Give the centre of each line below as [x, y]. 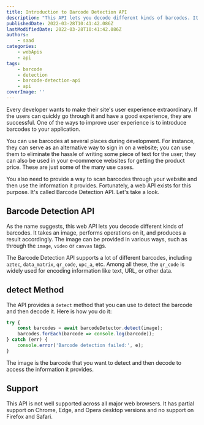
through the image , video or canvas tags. [56, 246]
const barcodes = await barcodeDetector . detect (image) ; [90, 328]
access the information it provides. [50, 369]
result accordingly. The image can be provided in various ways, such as [97, 239]
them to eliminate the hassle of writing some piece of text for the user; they [101, 154]
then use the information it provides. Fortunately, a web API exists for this [99, 185]
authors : [17, 35]
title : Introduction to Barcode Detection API [67, 12]
